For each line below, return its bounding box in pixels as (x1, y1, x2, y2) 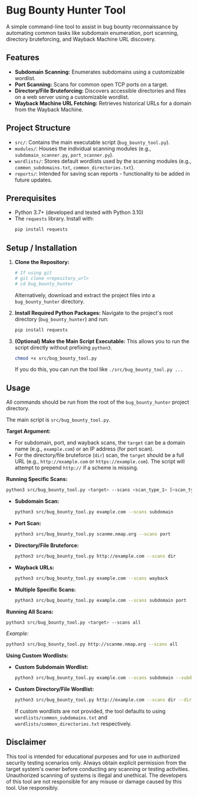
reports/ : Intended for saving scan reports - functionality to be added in (14, 170, 190, 177)
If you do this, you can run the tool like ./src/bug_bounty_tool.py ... (14, 366, 183, 373)
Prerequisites (6, 193, 57, 203)
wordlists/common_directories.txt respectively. (14, 720, 132, 727)
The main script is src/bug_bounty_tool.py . (6, 416, 111, 423)
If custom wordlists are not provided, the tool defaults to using (14, 708, 166, 714)
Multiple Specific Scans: (14, 586, 77, 593)
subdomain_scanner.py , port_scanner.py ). (14, 151, 114, 158)
